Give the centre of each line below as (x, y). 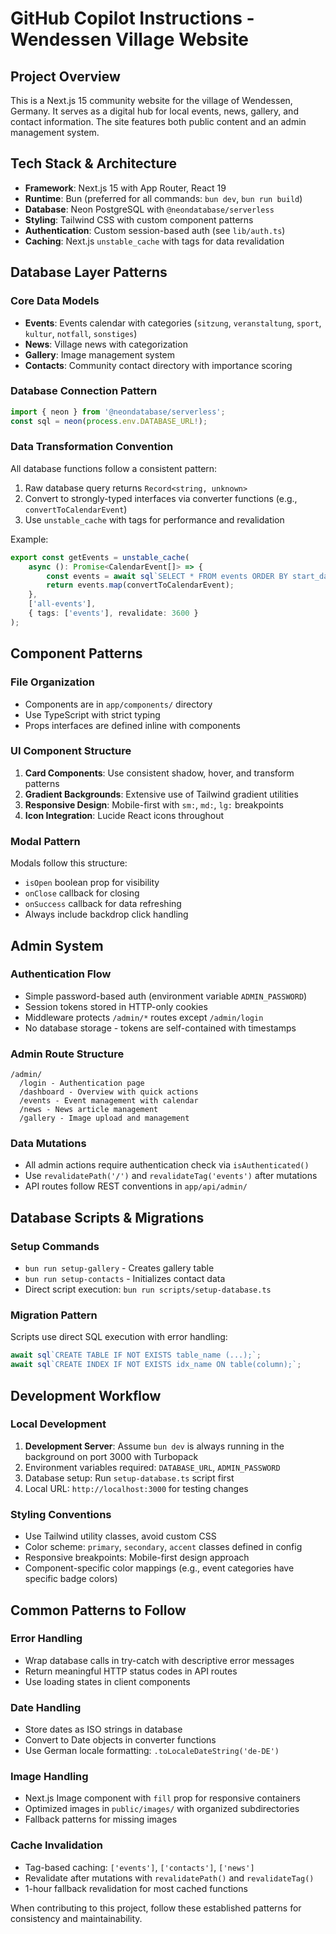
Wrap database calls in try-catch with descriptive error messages (159, 1660)
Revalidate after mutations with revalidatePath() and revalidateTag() (169, 1878)
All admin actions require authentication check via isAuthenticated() (167, 1165)
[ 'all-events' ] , (62, 604)
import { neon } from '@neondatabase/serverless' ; (118, 412)
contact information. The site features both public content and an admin (158, 121)
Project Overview (65, 76)
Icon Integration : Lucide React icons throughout (124, 815)
